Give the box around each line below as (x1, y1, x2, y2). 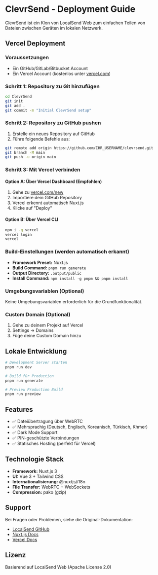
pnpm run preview (5, 392, 41, 396)
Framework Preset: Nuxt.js (12, 259, 68, 265)
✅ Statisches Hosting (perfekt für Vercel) (12, 440, 96, 447)
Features (5, 405, 33, 414)
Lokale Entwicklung (5, 347, 67, 356)
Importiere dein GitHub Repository (12, 195, 82, 201)
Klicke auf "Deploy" (12, 205, 52, 211)
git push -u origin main (5, 154, 56, 160)
